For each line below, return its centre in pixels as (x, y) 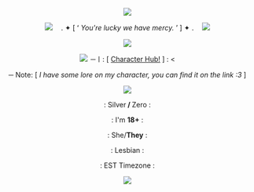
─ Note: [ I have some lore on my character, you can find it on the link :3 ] (127, 75)
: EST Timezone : (127, 165)
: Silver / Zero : (127, 105)
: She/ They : (127, 135)
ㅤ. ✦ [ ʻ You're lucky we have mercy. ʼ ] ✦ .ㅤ (127, 28)
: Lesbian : (127, 150)
